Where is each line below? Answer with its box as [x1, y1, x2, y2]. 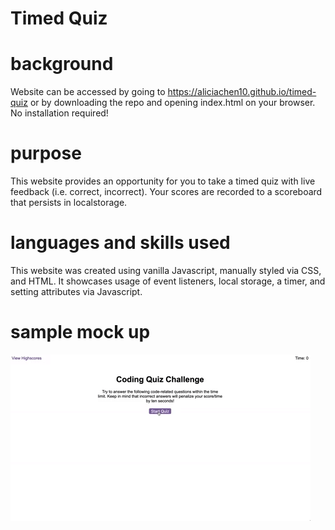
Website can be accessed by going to [10, 86, 166, 98]
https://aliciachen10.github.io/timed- [167, 86, 317, 98]
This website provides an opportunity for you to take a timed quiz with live [10, 175, 316, 187]
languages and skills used [10, 232, 231, 254]
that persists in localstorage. [10, 197, 128, 209]
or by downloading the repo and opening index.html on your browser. [29, 97, 316, 109]
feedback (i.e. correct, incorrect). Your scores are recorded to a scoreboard [10, 186, 323, 198]
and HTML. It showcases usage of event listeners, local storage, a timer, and [10, 275, 326, 287]
